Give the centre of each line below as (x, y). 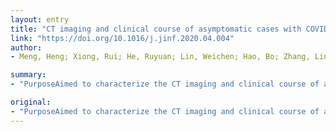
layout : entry (40, 19)
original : (31, 102)
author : (26, 47)
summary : (28, 75)
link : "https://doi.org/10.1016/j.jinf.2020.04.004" (122, 38)
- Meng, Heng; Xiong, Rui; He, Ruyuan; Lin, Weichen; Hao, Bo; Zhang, (160, 57)
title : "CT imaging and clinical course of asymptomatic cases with (156, 29)
